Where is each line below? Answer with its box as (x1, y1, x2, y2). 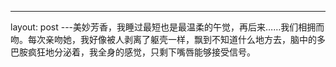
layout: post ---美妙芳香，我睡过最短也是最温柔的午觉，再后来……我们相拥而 (10, 21, 325, 33)
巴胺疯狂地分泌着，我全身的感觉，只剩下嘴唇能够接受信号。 (10, 46, 256, 58)
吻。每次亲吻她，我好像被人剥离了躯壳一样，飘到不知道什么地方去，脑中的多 (10, 34, 326, 45)
